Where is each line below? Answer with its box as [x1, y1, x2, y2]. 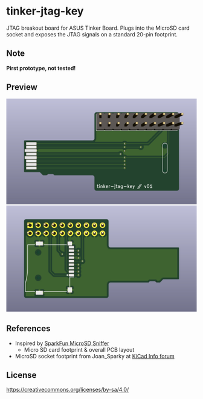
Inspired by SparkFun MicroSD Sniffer [14, 340, 109, 347]
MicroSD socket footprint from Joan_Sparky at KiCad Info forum [14, 352, 175, 360]
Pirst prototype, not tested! [6, 64, 76, 72]
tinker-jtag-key [6, 4, 84, 18]
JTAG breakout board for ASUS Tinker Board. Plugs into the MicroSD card [6, 24, 190, 32]
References [6, 323, 51, 334]
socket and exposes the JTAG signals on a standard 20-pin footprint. [6, 30, 178, 38]
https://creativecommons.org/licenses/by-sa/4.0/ [6, 386, 129, 394]
